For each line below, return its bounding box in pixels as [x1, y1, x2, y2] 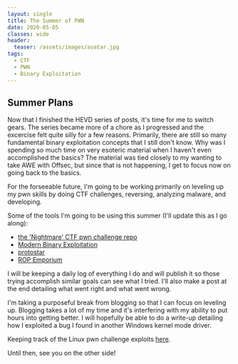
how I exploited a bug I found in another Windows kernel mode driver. [7, 321, 212, 330]
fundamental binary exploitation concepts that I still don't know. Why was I [7, 138, 226, 147]
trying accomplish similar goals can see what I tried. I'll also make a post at [7, 277, 227, 285]
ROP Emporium [17, 256, 63, 264]
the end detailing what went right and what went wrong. [7, 285, 172, 293]
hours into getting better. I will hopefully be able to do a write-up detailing [7, 313, 223, 322]
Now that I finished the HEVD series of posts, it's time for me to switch [7, 116, 214, 124]
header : [7, 37, 31, 44]
